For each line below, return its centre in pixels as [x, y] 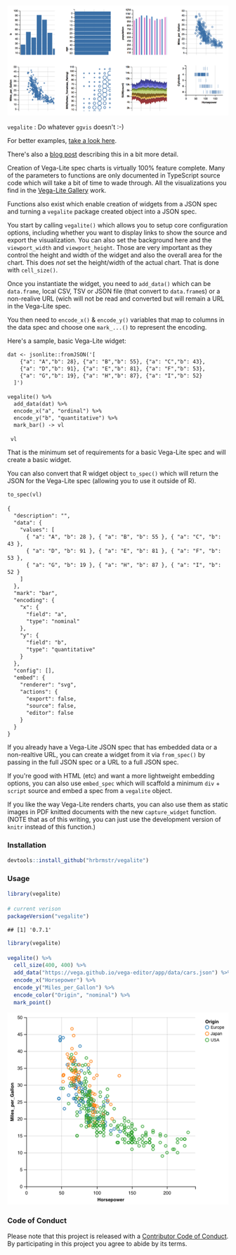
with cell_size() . [33, 270]
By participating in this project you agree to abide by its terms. [97, 1243]
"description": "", [42, 516]
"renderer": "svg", [48, 685]
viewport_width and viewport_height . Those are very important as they [110, 247]
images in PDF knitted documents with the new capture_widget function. [112, 811]
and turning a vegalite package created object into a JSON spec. [102, 211]
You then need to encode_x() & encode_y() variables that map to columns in [116, 320]
